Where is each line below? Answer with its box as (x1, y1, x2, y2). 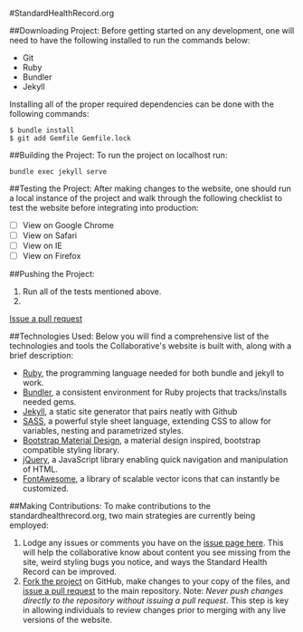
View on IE (22, 240, 62, 252)
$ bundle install (9, 126, 75, 135)
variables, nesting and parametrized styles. (22, 426, 184, 436)
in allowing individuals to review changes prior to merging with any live (22, 605, 287, 616)
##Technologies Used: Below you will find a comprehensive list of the (9, 330, 270, 342)
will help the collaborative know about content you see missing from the (22, 547, 291, 558)
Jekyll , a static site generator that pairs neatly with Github (22, 407, 238, 417)
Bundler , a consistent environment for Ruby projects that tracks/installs (22, 387, 288, 397)
